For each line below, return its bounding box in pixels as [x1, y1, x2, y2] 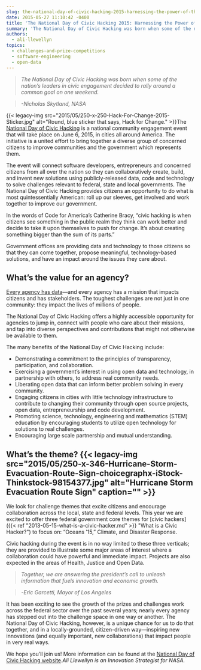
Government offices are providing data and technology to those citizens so [6, 242, 191, 249]
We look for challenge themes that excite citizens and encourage [6, 503, 166, 510]
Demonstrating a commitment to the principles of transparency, [14, 355, 172, 362]
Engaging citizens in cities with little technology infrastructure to [14, 394, 173, 401]
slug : [6, 8, 20, 15]
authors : [6, 31, 28, 37]
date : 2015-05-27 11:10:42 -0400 [6, 14, 90, 20]
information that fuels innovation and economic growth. [20, 577, 159, 585]
